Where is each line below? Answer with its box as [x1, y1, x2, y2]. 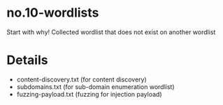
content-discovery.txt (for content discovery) [16, 75, 148, 83]
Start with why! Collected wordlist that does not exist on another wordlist [6, 28, 216, 36]
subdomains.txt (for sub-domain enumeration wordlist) [16, 82, 175, 91]
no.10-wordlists [6, 5, 99, 21]
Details [6, 52, 48, 68]
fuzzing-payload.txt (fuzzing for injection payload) [16, 90, 162, 98]
